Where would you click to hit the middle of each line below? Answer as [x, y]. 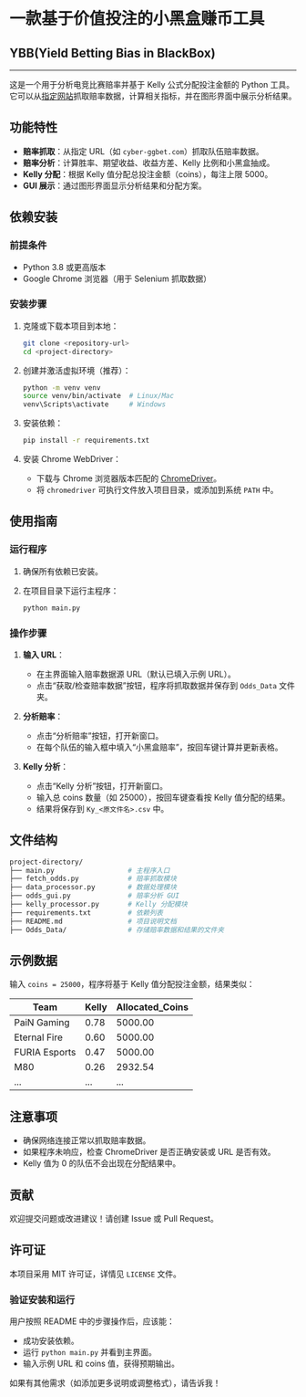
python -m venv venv [61, 388]
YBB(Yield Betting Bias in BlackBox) [112, 53]
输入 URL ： [44, 655]
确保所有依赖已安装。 [62, 571]
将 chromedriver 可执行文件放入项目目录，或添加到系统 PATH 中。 [157, 490]
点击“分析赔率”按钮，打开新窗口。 [100, 735]
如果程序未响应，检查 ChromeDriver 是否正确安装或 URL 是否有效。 [149, 1152]
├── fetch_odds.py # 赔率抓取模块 [93, 879]
